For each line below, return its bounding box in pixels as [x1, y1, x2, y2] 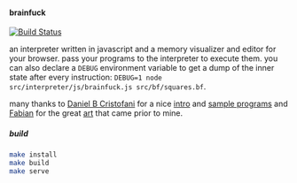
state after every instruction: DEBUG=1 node [9, 72, 162, 83]
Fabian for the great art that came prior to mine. [9, 108, 184, 118]
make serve [9, 166, 50, 176]
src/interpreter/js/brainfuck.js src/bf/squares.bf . [9, 81, 207, 92]
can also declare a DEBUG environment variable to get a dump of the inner [9, 63, 275, 73]
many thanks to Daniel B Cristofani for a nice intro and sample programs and [9, 98, 288, 110]
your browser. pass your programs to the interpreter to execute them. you [9, 53, 278, 64]
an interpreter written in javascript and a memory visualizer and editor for [9, 44, 277, 55]
